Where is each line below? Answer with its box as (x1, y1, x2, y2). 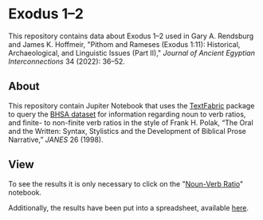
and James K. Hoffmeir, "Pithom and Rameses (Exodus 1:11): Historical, (8, 39, 241, 49)
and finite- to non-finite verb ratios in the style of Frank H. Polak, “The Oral (8, 117, 253, 128)
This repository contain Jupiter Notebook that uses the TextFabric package (8, 100, 255, 110)
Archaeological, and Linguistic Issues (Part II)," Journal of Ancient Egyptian (8, 48, 255, 57)
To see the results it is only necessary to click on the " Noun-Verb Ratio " (8, 179, 244, 188)
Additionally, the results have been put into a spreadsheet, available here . (8, 202, 249, 212)
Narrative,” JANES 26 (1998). (8, 135, 104, 144)
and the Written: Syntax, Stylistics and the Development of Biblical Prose (8, 126, 247, 136)
